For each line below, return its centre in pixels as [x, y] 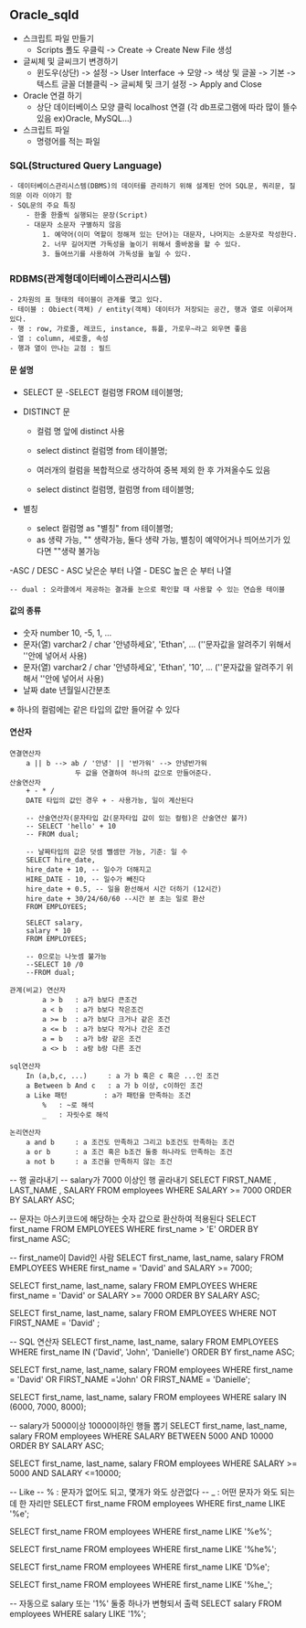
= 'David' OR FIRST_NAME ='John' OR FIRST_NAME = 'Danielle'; [130, 1379]
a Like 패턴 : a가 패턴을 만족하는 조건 [109, 1096]
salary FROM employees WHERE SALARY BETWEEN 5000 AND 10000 [142, 1436]
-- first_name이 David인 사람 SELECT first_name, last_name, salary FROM [147, 1258]
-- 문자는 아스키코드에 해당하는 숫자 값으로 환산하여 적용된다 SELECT [133, 1219]
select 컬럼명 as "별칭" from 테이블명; [105, 528]
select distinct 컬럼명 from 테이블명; [102, 450]
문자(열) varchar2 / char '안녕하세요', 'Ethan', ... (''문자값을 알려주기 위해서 [157, 644]
